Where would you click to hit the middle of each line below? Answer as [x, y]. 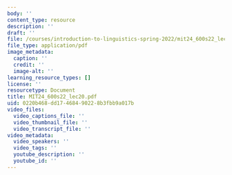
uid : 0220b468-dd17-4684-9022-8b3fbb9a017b [71, 103]
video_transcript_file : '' [52, 129]
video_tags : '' [35, 148]
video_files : [26, 110]
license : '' [24, 84]
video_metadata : [30, 135]
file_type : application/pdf [48, 45]
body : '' [20, 13]
